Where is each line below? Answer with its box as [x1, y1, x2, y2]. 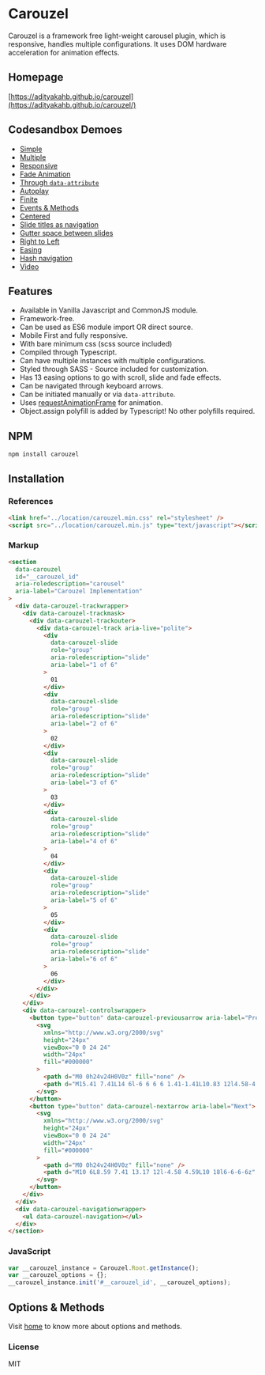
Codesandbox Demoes [8, 123, 123, 137]
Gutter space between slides [19, 228, 114, 237]
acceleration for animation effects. [8, 47, 120, 57]
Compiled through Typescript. [19, 347, 118, 357]
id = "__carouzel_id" [15, 573, 80, 581]
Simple [19, 144, 43, 153]
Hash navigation [19, 253, 73, 263]
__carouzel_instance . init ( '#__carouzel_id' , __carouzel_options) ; [8, 1278, 231, 1286]
